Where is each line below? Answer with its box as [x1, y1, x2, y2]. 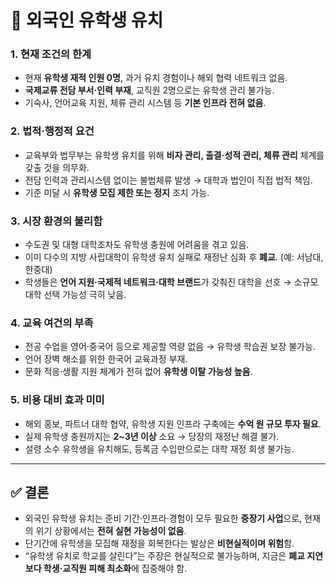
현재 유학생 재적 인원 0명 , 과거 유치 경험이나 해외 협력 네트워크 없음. [24, 72, 288, 84]
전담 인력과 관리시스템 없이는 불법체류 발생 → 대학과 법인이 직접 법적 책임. [24, 174, 313, 186]
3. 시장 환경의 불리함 [10, 214, 103, 228]
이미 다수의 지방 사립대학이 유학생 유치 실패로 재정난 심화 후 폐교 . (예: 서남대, [24, 251, 324, 263]
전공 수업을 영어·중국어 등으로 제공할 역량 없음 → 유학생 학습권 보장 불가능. [24, 341, 316, 353]
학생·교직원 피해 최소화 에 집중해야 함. [43, 562, 188, 575]
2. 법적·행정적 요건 [10, 124, 95, 138]
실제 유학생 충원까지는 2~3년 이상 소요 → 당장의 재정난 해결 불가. [24, 430, 280, 442]
